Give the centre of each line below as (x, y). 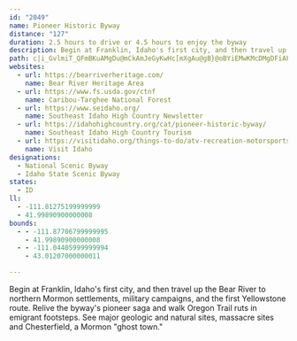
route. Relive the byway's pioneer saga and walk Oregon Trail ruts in (133, 308)
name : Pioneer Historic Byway (65, 26)
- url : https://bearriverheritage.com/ (91, 75)
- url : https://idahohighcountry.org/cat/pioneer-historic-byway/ (142, 125)
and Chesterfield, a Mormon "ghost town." (86, 327)
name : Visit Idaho (59, 149)
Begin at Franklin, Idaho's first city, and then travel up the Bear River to (138, 289)
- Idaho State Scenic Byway (69, 174)
